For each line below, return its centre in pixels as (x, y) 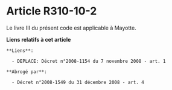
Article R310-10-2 (52, 11)
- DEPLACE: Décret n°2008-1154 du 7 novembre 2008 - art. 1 (89, 61)
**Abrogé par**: (27, 72)
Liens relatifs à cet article (39, 39)
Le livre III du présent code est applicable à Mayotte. (72, 28)
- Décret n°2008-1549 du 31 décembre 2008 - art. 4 (78, 82)
